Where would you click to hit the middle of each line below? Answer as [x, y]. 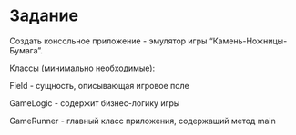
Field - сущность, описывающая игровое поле [99, 85]
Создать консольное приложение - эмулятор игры [108, 41]
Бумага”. [26, 50]
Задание [44, 16]
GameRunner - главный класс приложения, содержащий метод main [143, 121]
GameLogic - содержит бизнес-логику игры [95, 103]
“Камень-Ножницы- [248, 41]
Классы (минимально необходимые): [82, 68]
